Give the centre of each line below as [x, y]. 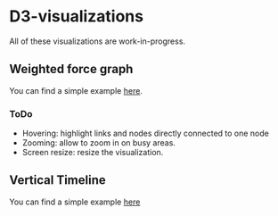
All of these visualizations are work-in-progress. [97, 41]
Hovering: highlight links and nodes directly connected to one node [145, 133]
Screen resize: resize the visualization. [93, 153]
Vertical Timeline [58, 180]
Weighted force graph [71, 69]
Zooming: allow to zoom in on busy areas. [99, 143]
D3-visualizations [77, 17]
